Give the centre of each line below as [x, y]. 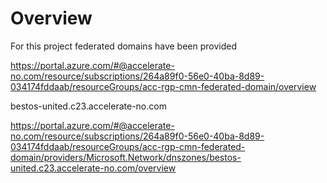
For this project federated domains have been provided [123, 46]
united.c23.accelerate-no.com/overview [93, 168]
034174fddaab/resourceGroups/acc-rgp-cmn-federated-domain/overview [163, 86]
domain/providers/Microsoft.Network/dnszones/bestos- [126, 157]
